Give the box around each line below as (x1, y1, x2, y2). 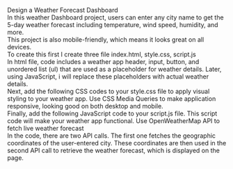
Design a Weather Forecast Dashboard (7, 6, 118, 14)
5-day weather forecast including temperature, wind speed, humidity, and (7, 21, 218, 29)
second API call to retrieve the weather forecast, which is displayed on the (7, 146, 220, 154)
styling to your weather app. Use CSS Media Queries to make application (7, 95, 216, 103)
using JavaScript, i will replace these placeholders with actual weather (7, 72, 209, 81)
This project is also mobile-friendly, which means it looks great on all (7, 35, 204, 44)
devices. (7, 43, 32, 51)
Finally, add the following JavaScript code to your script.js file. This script (7, 109, 218, 118)
